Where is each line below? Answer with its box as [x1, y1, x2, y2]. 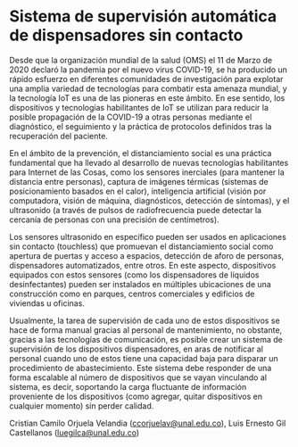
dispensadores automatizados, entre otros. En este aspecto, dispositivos [9, 260, 277, 270]
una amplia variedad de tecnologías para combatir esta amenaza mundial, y [9, 83, 287, 94]
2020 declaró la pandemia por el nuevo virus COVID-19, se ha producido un [9, 64, 288, 75]
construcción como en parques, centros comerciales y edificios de [9, 288, 255, 299]
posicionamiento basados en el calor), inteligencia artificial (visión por [9, 186, 267, 196]
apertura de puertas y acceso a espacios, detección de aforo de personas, [9, 250, 285, 261]
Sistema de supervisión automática [9, 6, 277, 27]
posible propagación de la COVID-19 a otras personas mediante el [9, 112, 252, 122]
